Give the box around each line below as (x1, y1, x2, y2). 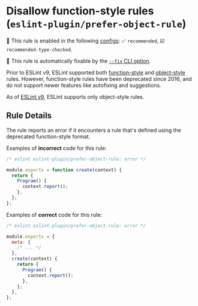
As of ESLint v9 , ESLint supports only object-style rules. (6, 93, 145, 100)
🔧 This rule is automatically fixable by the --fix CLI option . (6, 57, 151, 64)
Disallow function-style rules (6, 4, 154, 18)
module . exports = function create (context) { (6, 166, 122, 173)
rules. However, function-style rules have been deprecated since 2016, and (6, 75, 192, 82)
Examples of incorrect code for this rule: (6, 144, 107, 152)
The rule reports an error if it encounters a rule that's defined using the (6, 126, 182, 134)
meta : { (11, 239, 31, 245)
